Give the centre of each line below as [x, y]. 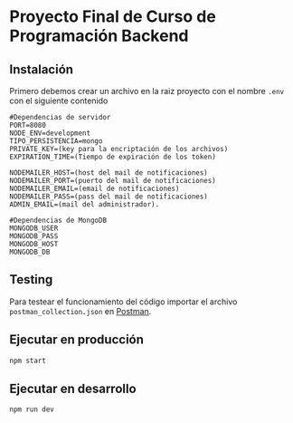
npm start [28, 361]
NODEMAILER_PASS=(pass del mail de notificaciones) [109, 197]
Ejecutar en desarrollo [73, 388]
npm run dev [32, 409]
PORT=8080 [28, 125]
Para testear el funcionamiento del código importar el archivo [123, 302]
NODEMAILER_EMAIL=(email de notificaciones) [95, 188]
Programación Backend [99, 36]
